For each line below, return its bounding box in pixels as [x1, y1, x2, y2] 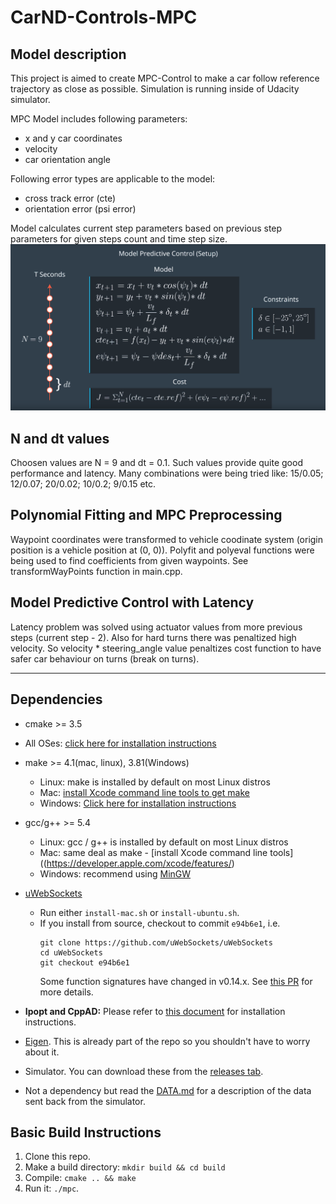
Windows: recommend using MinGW [39, 867, 192, 880]
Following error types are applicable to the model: [10, 173, 216, 185]
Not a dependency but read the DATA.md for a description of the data [24, 1084, 312, 1096]
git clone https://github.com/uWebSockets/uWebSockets [39, 937, 273, 948]
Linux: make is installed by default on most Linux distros [39, 776, 271, 788]
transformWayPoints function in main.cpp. [10, 565, 183, 577]
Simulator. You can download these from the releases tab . [24, 1065, 264, 1077]
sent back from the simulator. [24, 1095, 146, 1107]
